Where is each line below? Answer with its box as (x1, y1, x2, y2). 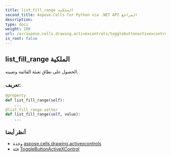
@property (5, 93, 26, 98)
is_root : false (5, 36, 38, 41)
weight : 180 (5, 27, 31, 32)
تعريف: (5, 81, 21, 88)
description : (5, 17, 33, 22)
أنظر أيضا (5, 129, 26, 136)
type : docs (5, 21, 28, 27)
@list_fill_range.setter (5, 107, 58, 113)
